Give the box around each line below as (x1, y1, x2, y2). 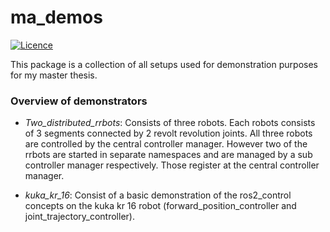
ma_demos (10, 6, 103, 29)
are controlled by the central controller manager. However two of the (24, 138, 308, 150)
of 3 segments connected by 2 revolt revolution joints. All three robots (24, 127, 313, 140)
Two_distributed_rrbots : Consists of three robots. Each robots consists (24, 117, 316, 129)
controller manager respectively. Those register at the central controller (24, 159, 320, 171)
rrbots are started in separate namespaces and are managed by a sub (24, 149, 313, 161)
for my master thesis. (10, 69, 98, 81)
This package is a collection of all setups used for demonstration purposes (10, 58, 318, 70)
